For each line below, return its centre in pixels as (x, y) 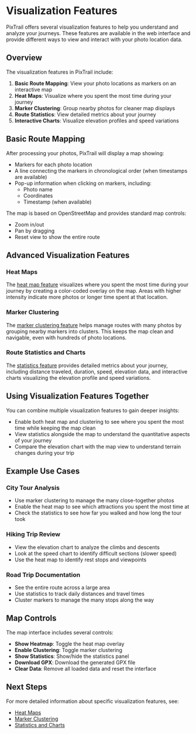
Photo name (38, 189)
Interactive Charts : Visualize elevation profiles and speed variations (97, 121)
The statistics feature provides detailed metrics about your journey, (87, 365)
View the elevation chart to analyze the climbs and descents (87, 547)
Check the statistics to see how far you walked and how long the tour (98, 513)
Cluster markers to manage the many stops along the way (84, 600)
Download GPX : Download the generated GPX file (75, 662)
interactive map (33, 90)
